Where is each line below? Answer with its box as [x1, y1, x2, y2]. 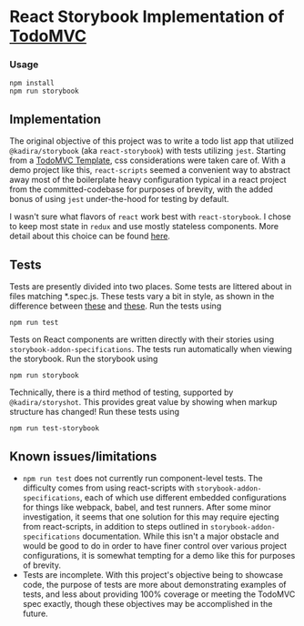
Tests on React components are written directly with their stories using [9, 334, 275, 345]
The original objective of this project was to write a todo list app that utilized [9, 136, 294, 146]
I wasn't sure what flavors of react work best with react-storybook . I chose [9, 211, 291, 222]
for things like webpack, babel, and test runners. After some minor [22, 501, 271, 512]
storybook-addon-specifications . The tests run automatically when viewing [9, 344, 293, 355]
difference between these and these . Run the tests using [9, 300, 222, 311]
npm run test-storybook [9, 424, 100, 433]
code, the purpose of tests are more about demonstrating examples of [22, 579, 287, 590]
